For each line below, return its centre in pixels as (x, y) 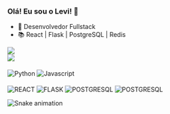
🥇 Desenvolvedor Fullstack (56, 27)
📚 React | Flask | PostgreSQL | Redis (72, 35)
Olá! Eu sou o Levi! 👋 (43, 11)
